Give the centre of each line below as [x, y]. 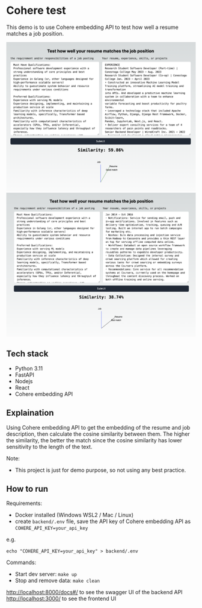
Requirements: [24, 503]
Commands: [21, 563]
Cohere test [36, 11]
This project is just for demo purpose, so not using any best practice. [100, 470]
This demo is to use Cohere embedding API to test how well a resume [92, 27]
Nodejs [24, 381]
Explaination [30, 413]
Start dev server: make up [46, 574]
